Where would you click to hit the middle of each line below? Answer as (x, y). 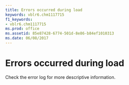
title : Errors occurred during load (44, 10)
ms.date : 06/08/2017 (27, 38)
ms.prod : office (22, 29)
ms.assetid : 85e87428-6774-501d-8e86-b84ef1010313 (60, 33)
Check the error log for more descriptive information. (60, 77)
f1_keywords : (19, 19)
